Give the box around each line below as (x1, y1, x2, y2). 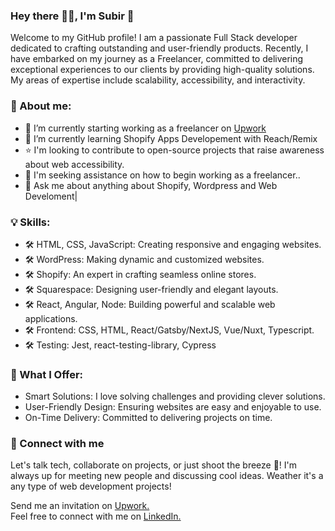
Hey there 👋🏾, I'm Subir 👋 (10, 9, 135, 23)
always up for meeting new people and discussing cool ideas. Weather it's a (10, 470, 324, 482)
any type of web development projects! (10, 480, 172, 493)
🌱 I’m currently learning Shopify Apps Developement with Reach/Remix (24, 132, 318, 144)
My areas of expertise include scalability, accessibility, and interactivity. (10, 74, 306, 86)
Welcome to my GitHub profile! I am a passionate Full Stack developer (10, 32, 298, 44)
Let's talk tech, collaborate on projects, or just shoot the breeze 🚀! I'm (10, 459, 298, 471)
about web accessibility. (24, 158, 125, 170)
